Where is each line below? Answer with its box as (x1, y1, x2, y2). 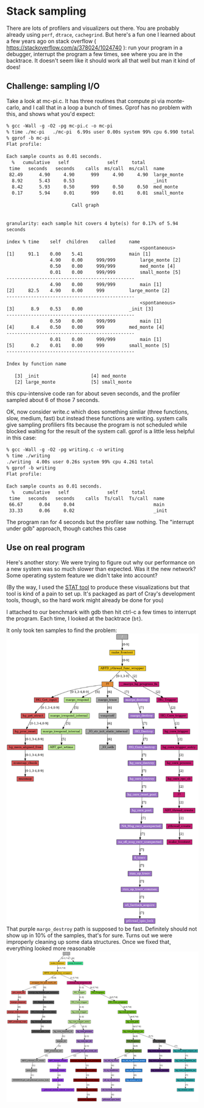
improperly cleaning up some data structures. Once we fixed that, (6, 938, 172, 946)
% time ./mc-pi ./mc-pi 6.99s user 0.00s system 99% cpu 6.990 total (6, 129, 195, 135)
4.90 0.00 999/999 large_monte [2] (49, 257, 181, 263)
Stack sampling (6, 4, 86, 18)
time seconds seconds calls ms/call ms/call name (9, 165, 165, 171)
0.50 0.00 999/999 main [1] (49, 318, 163, 324)
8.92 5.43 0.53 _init (12, 178, 167, 184)
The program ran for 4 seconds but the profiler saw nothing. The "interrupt (6, 518, 194, 525)
